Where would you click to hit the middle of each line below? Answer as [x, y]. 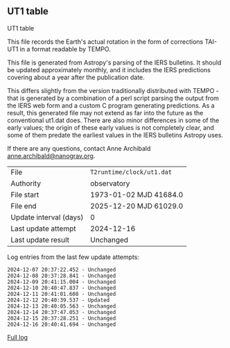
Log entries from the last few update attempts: [73, 257]
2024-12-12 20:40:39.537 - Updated [59, 300]
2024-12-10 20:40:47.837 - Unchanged [62, 288]
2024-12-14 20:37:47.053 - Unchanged [62, 312]
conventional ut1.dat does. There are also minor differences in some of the [113, 120]
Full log [18, 337]
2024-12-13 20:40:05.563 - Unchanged [62, 306]
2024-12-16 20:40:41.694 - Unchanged [62, 324]
